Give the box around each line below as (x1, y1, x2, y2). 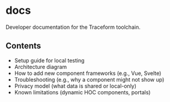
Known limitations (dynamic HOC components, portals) (14, 88, 151, 96)
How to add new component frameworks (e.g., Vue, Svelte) (14, 70, 162, 77)
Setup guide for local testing (14, 56, 85, 64)
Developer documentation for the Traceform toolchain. (5, 23, 141, 31)
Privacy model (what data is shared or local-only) (14, 82, 136, 89)
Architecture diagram (14, 63, 67, 70)
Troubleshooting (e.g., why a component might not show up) (14, 76, 165, 83)
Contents (5, 41, 41, 51)
